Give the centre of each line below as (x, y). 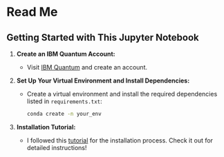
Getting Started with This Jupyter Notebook (103, 38)
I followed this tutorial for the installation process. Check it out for (120, 140)
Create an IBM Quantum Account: (66, 54)
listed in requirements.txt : (65, 101)
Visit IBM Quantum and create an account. (87, 67)
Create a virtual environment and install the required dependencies (122, 94)
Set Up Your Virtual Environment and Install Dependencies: (103, 81)
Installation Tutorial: (46, 127)
